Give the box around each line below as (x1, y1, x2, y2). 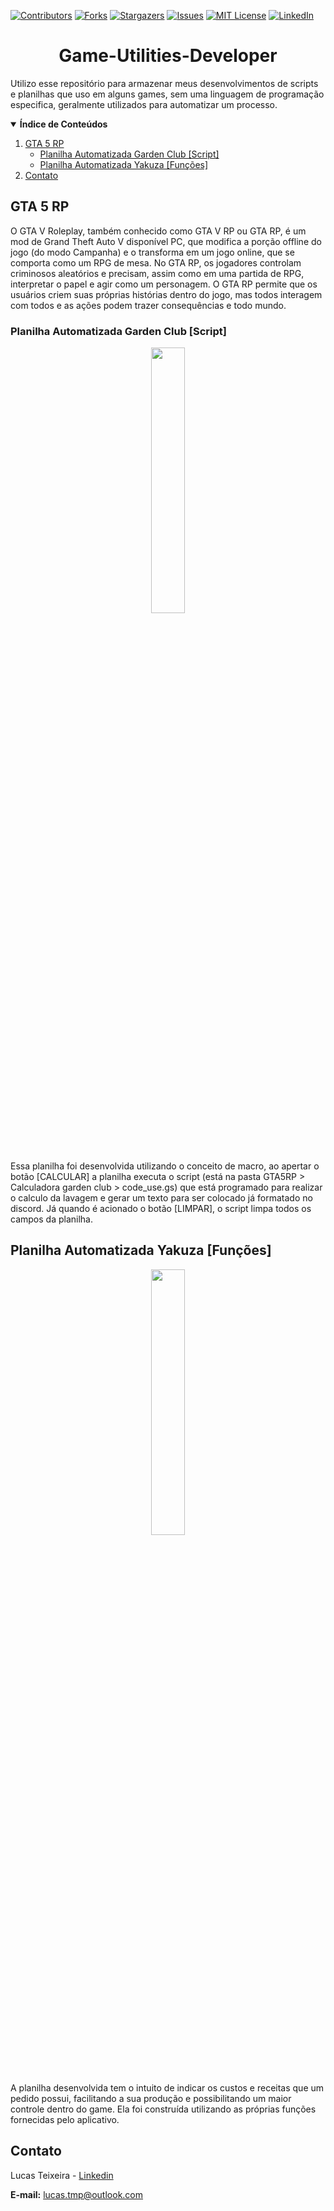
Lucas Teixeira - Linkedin (10, 2169, 114, 2181)
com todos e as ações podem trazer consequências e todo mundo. (10, 299, 287, 311)
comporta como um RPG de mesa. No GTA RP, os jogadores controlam (10, 256, 302, 269)
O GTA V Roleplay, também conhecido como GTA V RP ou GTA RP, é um (10, 225, 307, 237)
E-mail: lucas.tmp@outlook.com (10, 2188, 144, 2200)
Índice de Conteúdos (19, 118, 108, 130)
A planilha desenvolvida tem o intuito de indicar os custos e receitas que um (10, 2081, 325, 2094)
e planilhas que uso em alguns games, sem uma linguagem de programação (10, 88, 325, 100)
